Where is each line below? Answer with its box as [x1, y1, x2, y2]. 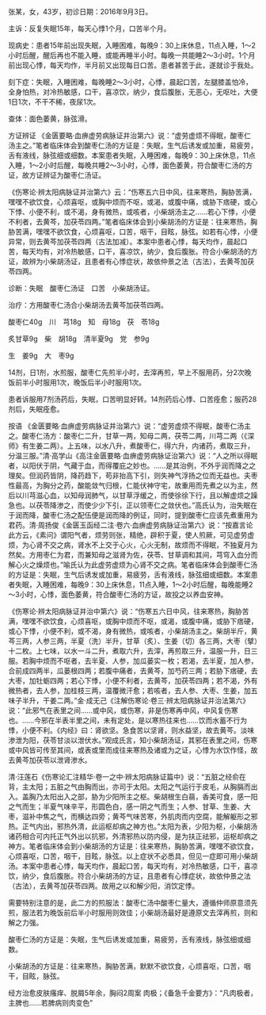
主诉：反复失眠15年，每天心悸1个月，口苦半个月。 [8, 24, 171, 33]
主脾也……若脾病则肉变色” [8, 998, 93, 1007]
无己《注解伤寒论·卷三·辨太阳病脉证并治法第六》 [93, 696, 250, 705]
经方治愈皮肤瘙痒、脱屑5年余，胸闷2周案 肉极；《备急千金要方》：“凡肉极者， [8, 988, 257, 998]
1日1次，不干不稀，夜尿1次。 [8, 98, 101, 106]
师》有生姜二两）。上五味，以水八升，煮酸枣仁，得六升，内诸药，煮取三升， [8, 441, 255, 450]
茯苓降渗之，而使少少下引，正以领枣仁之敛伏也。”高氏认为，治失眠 [35, 500, 251, 510]
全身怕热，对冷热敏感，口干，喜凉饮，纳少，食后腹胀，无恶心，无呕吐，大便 [8, 87, 258, 97]
